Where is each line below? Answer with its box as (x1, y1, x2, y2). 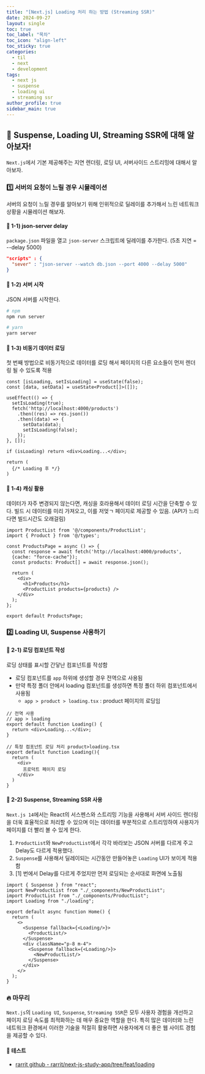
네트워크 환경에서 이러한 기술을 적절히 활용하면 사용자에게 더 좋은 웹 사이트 (6, 1024, 185, 1032)
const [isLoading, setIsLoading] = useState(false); (6, 379, 144, 385)
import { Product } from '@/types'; (6, 532, 100, 539)
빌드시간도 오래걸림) (17, 515, 66, 522)
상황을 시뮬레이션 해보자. (6, 208, 65, 215)
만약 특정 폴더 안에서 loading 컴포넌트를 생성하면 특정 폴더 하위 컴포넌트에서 (15, 682, 198, 689)
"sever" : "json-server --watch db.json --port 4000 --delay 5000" (12, 261, 188, 267)
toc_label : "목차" (6, 32, 51, 38)
